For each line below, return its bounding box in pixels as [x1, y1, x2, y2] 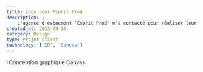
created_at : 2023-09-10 [6, 25, 67, 32]
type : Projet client [6, 37, 59, 43]
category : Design [6, 31, 50, 37]
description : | [6, 14, 45, 20]
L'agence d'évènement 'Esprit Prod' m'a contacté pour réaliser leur [17, 20, 198, 26]
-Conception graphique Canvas [6, 58, 85, 66]
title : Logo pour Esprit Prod [6, 8, 83, 15]
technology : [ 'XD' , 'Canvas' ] [6, 43, 83, 49]
